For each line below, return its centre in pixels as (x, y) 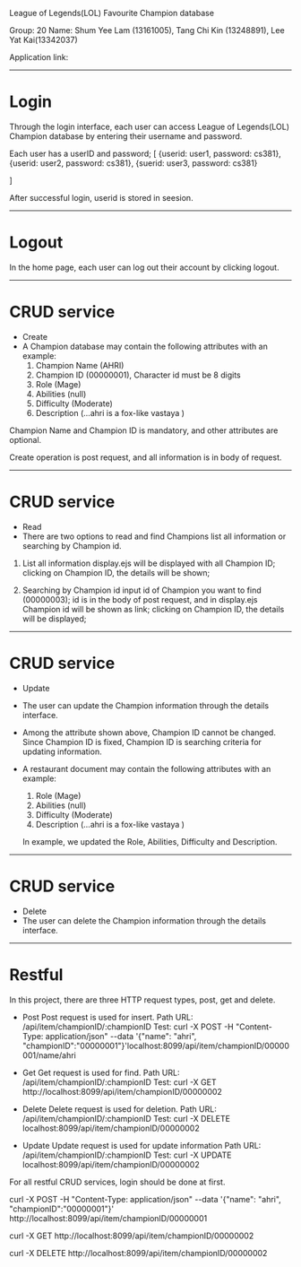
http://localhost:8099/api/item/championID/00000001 (108, 1218)
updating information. (62, 751)
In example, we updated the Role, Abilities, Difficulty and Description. (150, 841)
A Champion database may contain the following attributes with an (145, 346)
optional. (26, 439)
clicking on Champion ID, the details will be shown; (116, 572)
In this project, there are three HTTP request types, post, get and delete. (142, 1000)
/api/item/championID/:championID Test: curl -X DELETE (126, 1118)
